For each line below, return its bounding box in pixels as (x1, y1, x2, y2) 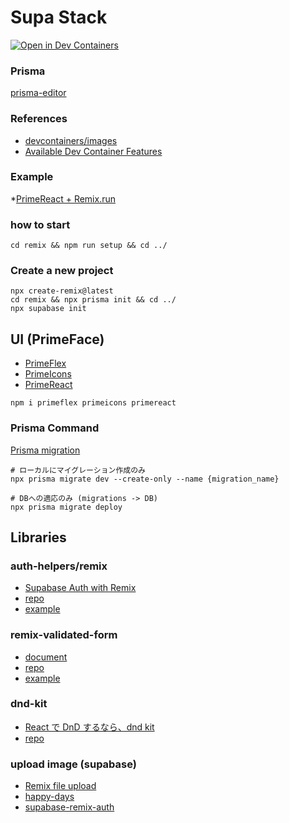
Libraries (10, 529, 67, 546)
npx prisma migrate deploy (10, 502, 123, 512)
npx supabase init (10, 304, 87, 314)
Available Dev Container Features (24, 145, 163, 157)
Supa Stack (10, 6, 108, 29)
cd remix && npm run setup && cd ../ (10, 241, 168, 251)
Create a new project (10, 264, 114, 278)
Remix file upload (24, 780, 97, 792)
